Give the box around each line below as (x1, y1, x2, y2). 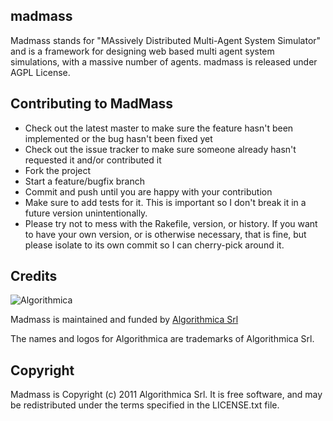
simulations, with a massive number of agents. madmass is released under (10, 55, 318, 68)
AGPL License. (10, 66, 71, 78)
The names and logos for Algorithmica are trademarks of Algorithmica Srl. (10, 333, 315, 345)
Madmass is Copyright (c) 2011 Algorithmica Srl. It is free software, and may (10, 389, 323, 401)
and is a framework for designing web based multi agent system (10, 45, 275, 57)
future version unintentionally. (24, 207, 148, 219)
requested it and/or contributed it (24, 154, 162, 166)
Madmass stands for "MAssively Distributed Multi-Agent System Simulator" (10, 34, 322, 46)
